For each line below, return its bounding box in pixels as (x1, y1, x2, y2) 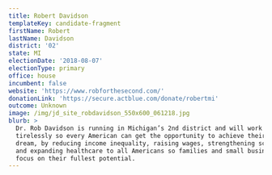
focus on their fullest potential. (15, 154, 136, 162)
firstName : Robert (8, 27, 70, 35)
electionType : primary (8, 65, 85, 73)
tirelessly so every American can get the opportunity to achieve (15, 131, 244, 140)
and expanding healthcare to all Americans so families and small (15, 147, 244, 155)
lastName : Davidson (8, 34, 74, 43)
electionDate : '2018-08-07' (8, 57, 104, 65)
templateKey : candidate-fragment (8, 19, 121, 27)
